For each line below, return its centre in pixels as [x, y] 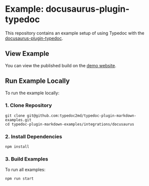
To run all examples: [25, 170]
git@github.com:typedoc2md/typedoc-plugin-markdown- [82, 116]
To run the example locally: [32, 93]
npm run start [20, 179]
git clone [15, 116]
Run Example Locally [37, 81]
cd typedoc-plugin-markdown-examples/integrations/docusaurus [70, 124]
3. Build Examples [27, 159]
